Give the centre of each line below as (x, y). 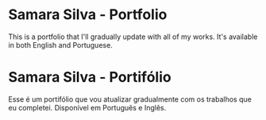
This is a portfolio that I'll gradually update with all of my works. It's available (133, 37)
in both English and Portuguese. (60, 45)
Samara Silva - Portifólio (90, 77)
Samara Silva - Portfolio (88, 15)
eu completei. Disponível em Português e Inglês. (87, 107)
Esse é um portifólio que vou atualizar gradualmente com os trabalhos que (130, 99)
